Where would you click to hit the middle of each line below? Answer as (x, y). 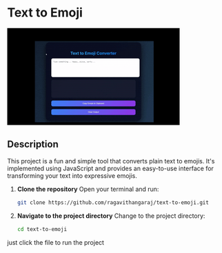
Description (33, 144)
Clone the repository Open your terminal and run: (88, 189)
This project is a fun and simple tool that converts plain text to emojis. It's (111, 161)
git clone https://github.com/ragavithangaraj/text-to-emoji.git (113, 202)
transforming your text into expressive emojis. (72, 175)
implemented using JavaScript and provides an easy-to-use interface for (110, 168)
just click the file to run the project (56, 242)
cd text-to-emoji (42, 229)
